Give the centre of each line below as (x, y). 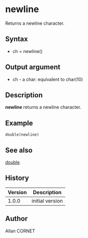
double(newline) (22, 135)
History (17, 178)
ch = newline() (27, 51)
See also (19, 150)
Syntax (17, 39)
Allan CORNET (20, 231)
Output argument (33, 67)
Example (19, 123)
